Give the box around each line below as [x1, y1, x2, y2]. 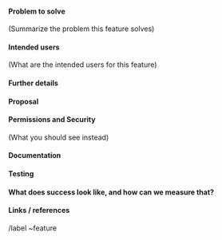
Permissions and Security [8, 115, 96, 124]
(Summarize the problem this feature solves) [8, 24, 155, 33]
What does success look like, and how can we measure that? [8, 187, 214, 197]
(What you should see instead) [8, 132, 109, 142]
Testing [8, 168, 34, 179]
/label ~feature [8, 223, 57, 233]
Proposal [8, 96, 39, 106]
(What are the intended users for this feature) [8, 60, 157, 69]
